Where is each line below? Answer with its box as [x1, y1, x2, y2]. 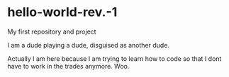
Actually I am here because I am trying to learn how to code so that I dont [7, 54, 222, 63]
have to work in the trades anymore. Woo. [7, 62, 130, 70]
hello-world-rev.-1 [7, 4, 118, 20]
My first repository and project [7, 27, 97, 36]
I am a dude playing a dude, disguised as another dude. [7, 41, 170, 49]
